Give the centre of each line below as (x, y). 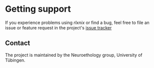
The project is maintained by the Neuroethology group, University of (74, 55)
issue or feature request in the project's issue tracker (58, 27)
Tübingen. (15, 60)
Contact (18, 43)
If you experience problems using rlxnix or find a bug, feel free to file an (77, 23)
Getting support (38, 9)
